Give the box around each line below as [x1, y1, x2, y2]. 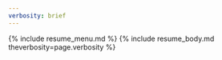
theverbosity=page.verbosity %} [8, 42, 116, 52]
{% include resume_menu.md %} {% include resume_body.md [8, 34, 215, 43]
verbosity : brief [8, 11, 67, 20]
